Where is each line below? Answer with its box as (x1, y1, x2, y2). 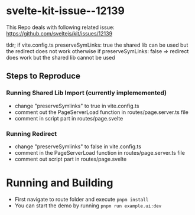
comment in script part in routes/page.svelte (14, 115, 123, 122)
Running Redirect (6, 129, 57, 138)
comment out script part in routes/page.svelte (14, 155, 127, 162)
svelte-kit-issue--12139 (6, 4, 125, 18)
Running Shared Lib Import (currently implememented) (6, 89, 167, 97)
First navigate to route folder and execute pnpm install (14, 196, 149, 203)
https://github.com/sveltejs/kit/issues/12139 (6, 30, 113, 37)
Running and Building (6, 176, 113, 190)
